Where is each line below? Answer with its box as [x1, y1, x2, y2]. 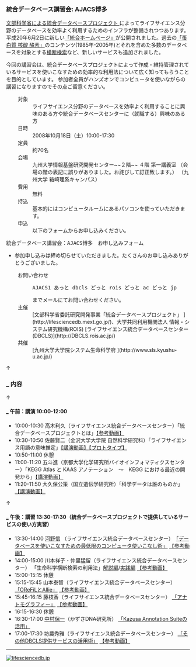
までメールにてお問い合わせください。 [32, 296, 124, 303]
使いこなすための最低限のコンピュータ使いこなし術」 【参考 [40, 542, 185, 549]
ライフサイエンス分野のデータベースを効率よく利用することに [32, 103, 180, 110]
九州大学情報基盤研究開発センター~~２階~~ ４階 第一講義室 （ [32, 161, 183, 168]
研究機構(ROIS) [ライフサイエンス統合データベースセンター [47, 326, 189, 333]
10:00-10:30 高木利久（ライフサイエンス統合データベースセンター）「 [14, 422, 180, 429]
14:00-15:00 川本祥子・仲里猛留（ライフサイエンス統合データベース [14, 557, 178, 564]
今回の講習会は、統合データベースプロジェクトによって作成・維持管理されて [6, 61, 190, 68]
